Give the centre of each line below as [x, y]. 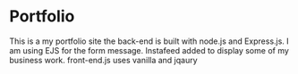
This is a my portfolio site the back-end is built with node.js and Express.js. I [149, 41]
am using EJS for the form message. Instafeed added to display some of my [149, 50]
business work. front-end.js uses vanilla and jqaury [104, 60]
